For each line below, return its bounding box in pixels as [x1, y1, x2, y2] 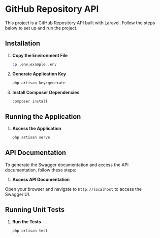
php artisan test [12, 228, 48, 233]
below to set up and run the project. [5, 25, 78, 31]
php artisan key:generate [12, 80, 65, 85]
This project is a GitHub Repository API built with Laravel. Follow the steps [5, 20, 155, 26]
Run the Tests [12, 218, 41, 225]
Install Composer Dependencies [12, 89, 80, 95]
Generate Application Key [12, 70, 66, 77]
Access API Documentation [12, 176, 70, 182]
